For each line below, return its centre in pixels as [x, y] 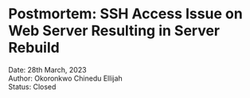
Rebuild [34, 48]
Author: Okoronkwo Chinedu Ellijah [66, 78]
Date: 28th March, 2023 [47, 69]
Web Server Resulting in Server [114, 31]
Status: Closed [32, 86]
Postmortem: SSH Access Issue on [125, 14]
